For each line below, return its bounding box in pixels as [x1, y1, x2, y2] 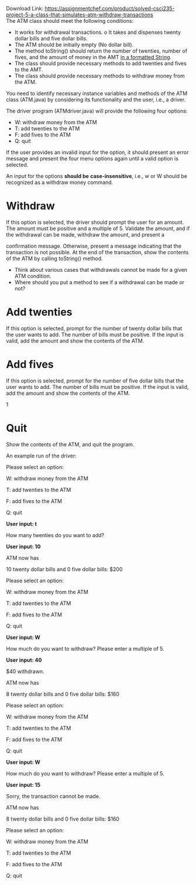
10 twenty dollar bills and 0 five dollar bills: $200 [6, 565, 123, 573]
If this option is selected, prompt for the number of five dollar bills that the [6, 377, 184, 384]
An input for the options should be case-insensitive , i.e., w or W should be [6, 173, 188, 179]
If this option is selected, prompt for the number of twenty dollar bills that [6, 324, 183, 332]
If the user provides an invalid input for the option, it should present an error [6, 149, 189, 156]
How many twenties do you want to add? [6, 531, 104, 538]
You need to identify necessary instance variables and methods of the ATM [6, 90, 188, 97]
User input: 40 [6, 656, 42, 664]
